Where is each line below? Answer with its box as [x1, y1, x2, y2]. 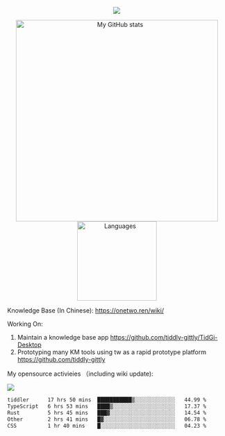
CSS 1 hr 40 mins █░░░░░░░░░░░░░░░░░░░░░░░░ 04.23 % [7, 422, 207, 429]
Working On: [7, 320, 43, 328]
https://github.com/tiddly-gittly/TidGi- [110, 333, 218, 341]
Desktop [17, 340, 42, 349]
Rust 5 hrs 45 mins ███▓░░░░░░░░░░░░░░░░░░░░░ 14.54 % [7, 409, 207, 416]
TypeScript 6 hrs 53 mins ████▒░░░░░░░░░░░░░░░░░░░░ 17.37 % [7, 403, 207, 410]
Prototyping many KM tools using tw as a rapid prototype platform [17, 348, 207, 356]
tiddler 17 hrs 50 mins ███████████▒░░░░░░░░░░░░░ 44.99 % [7, 396, 207, 403]
